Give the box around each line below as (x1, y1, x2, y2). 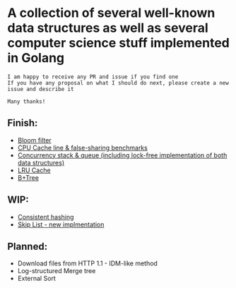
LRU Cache (17, 166, 51, 174)
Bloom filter (17, 136, 52, 144)
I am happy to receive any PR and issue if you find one (7, 73, 179, 80)
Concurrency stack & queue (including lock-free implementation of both (17, 150, 228, 160)
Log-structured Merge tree (17, 267, 96, 275)
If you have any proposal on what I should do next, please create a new (7, 79, 230, 86)
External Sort (17, 274, 57, 283)
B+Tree (17, 173, 39, 181)
